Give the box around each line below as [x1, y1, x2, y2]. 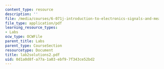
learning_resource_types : [5, 25, 58, 30]
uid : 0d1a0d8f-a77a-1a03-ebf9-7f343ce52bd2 [5, 57, 95, 62]
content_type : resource [5, 7, 54, 12]
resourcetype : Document [5, 48, 54, 52]
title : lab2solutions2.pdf [5, 52, 60, 57]
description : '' [5, 12, 38, 17]
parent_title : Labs [5, 39, 45, 44]
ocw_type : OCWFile [5, 34, 42, 39]
